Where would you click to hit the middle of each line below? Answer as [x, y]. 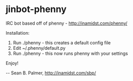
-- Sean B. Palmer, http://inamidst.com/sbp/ [51, 73]
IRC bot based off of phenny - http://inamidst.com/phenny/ [66, 23]
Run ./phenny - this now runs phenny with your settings [71, 53]
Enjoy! [12, 63]
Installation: [18, 33]
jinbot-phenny [36, 9]
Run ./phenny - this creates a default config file [62, 43]
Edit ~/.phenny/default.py [39, 48]
